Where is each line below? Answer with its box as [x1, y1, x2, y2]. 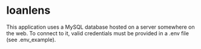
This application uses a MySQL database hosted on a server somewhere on [6, 23, 195, 30]
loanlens [6, 4, 51, 17]
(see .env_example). [6, 36, 56, 43]
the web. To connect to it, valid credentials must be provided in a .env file [6, 29, 189, 36]
